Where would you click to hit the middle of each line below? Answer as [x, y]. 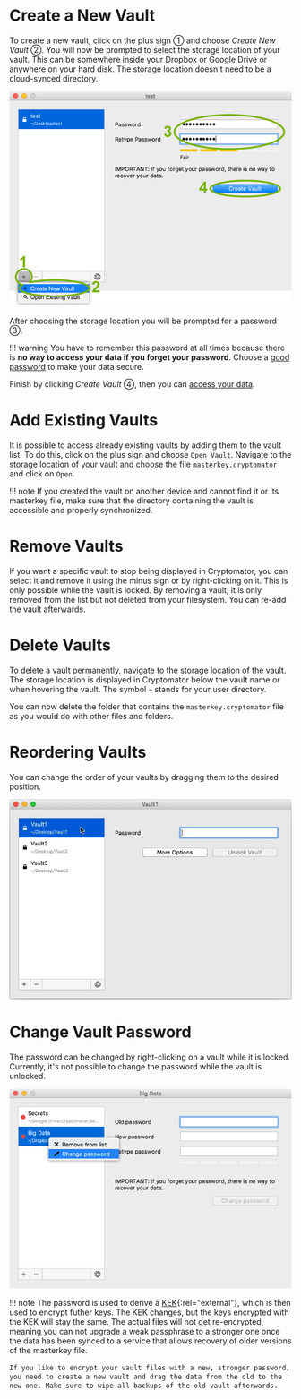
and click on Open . [42, 473]
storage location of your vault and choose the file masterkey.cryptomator [143, 464]
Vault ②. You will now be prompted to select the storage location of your [145, 49]
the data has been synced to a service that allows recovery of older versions [150, 1341]
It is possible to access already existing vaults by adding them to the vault [146, 445]
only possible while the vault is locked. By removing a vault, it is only [136, 590]
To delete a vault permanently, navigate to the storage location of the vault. [148, 670]
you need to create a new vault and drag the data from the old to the [146, 1377]
